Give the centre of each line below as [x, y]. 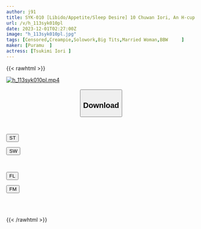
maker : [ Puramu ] [29, 46]
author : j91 [21, 12]
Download [101, 105]
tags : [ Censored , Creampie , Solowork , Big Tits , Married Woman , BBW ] [95, 40]
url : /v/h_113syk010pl [35, 23]
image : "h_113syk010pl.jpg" [42, 34]
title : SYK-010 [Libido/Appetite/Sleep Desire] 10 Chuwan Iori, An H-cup [101, 17]
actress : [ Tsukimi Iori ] [39, 51]
